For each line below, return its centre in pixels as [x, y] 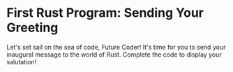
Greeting [32, 28]
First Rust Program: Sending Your [105, 13]
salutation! [22, 62]
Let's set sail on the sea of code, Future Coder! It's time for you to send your [116, 47]
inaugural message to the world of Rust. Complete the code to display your [114, 55]
